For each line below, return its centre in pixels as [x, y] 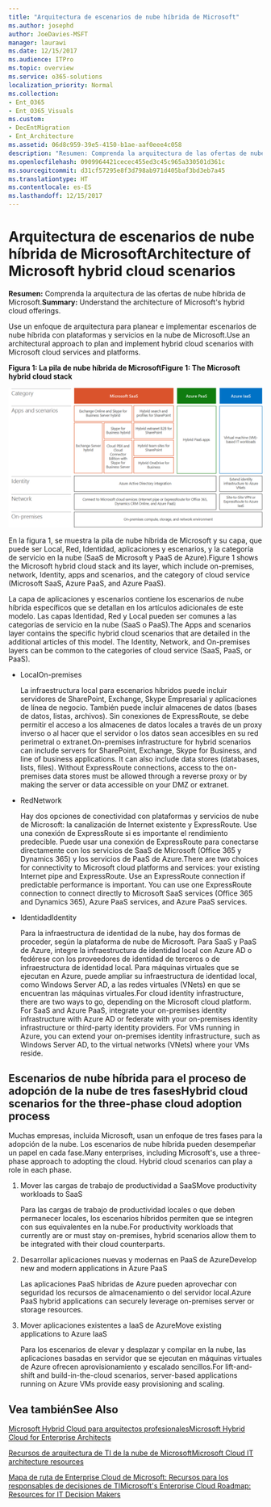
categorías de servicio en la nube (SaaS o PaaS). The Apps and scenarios [130, 624]
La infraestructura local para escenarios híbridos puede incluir [123, 690]
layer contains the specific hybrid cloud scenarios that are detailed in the [129, 633]
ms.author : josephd [41, 25]
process [29, 1116]
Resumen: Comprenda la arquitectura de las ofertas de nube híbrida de [127, 293]
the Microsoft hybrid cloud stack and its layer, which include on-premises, [131, 566]
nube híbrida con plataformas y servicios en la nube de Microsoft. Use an [129, 334]
